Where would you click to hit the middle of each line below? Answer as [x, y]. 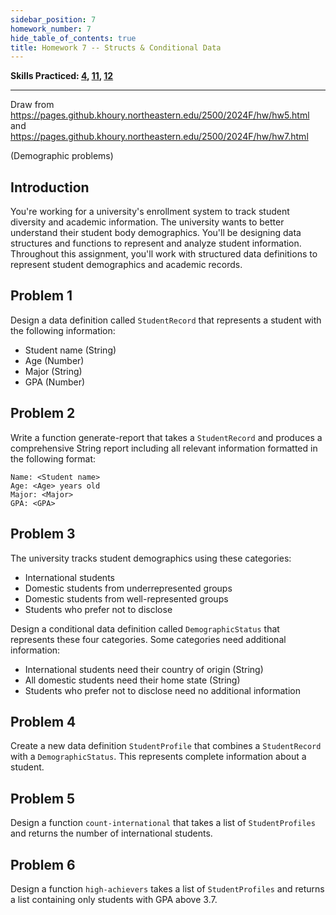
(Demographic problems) [62, 156]
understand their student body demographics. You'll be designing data [156, 233]
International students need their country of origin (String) [144, 669]
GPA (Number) [55, 382]
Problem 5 [43, 798]
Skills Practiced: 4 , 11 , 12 [62, 76]
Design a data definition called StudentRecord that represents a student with [166, 320]
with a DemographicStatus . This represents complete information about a [158, 757]
